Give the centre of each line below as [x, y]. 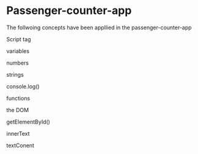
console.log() [23, 86]
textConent [20, 145]
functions [18, 98]
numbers [18, 63]
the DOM [18, 110]
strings [15, 74]
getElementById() [28, 122]
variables [18, 51]
